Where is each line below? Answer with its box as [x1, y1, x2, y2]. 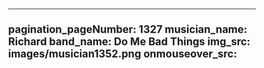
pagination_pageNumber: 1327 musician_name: [8, 23, 247, 36]
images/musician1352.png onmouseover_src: [8, 48, 237, 61]
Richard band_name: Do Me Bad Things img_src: [8, 35, 251, 48]
